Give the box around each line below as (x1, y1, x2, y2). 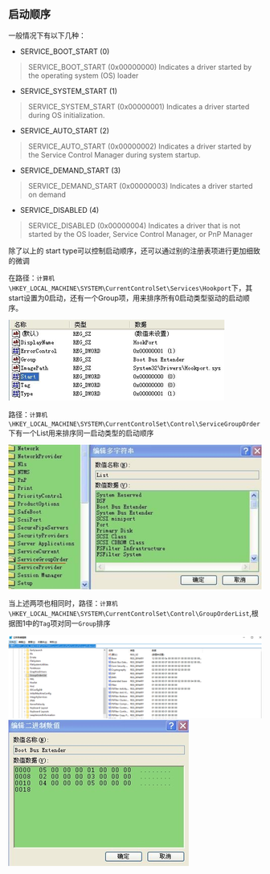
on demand (27, 190, 67, 199)
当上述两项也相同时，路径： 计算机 (8, 598, 118, 608)
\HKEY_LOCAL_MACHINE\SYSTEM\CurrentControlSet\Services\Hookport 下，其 (8, 283, 253, 292)
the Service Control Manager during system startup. (27, 149, 201, 159)
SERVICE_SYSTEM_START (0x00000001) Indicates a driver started (27, 101, 250, 111)
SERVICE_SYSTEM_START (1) (19, 86, 118, 96)
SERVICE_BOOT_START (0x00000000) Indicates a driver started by (27, 62, 252, 71)
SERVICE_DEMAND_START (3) (19, 165, 121, 175)
